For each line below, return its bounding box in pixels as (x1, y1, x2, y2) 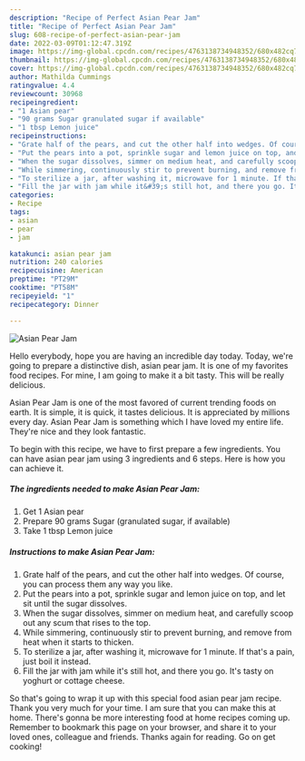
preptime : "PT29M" (9, 274, 79, 284)
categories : (9, 191, 54, 200)
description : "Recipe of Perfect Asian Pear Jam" (9, 13, 202, 23)
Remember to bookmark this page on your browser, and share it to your (9, 722, 277, 733)
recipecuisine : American (9, 266, 103, 275)
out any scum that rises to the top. (22, 618, 152, 628)
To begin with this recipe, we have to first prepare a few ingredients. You (9, 443, 281, 454)
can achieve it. (9, 462, 64, 473)
